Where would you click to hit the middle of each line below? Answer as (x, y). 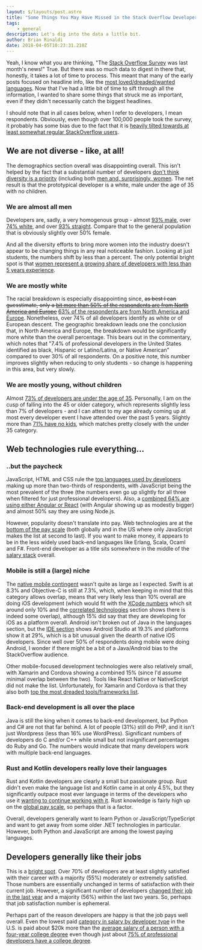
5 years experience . (31, 270)
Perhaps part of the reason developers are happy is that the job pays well (97, 915)
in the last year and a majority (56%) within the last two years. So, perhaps (99, 897)
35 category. (22, 430)
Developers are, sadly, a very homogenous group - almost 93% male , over (99, 220)
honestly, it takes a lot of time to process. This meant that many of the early (100, 75)
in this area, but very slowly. (41, 369)
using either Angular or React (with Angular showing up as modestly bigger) (100, 505)
